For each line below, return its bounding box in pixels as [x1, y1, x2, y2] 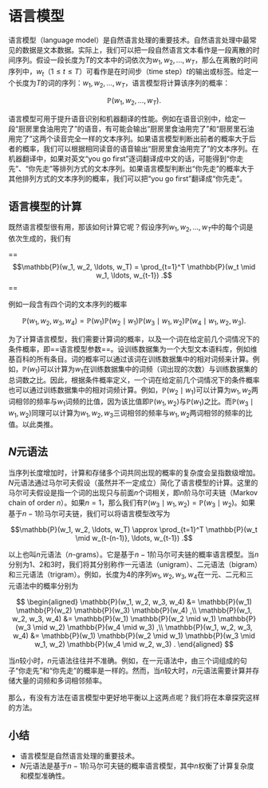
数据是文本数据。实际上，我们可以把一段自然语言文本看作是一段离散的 [22, 45, 253, 54]
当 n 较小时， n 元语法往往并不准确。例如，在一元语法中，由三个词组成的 [8, 656, 241, 666]
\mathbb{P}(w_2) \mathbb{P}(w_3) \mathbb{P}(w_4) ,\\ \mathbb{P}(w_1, [15, 605, 253, 615]
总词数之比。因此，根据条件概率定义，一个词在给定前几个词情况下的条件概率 [8, 376, 260, 385]
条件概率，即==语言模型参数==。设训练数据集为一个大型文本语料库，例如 [8, 344, 251, 353]
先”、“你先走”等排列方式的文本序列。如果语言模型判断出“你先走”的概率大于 [8, 164, 254, 174]
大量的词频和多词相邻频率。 [14, 676, 106, 686]
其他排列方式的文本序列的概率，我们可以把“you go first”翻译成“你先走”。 [8, 174, 247, 183]
